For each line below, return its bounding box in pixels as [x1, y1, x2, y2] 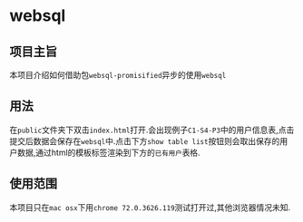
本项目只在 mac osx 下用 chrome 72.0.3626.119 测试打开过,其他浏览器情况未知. [9, 201, 291, 213]
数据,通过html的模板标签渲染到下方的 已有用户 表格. [16, 147, 201, 158]
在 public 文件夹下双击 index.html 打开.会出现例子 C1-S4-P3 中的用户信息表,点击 [9, 124, 295, 135]
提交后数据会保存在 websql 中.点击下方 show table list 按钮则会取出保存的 [9, 135, 280, 146]
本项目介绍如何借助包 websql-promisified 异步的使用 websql [9, 70, 227, 80]
